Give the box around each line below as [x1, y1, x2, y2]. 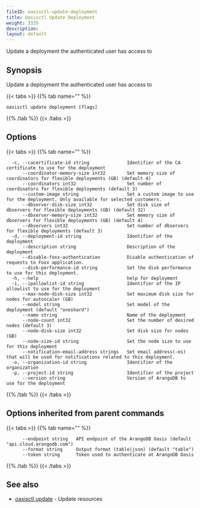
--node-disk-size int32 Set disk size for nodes [22, 328, 189, 334]
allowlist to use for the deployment [6, 286, 101, 292]
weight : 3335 [6, 20, 39, 26]
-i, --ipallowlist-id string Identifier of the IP [11, 280, 181, 286]
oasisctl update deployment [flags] [6, 104, 98, 110]
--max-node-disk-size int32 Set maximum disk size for [22, 291, 195, 297]
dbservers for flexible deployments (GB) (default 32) [6, 207, 146, 213]
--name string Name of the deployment [22, 312, 186, 318]
